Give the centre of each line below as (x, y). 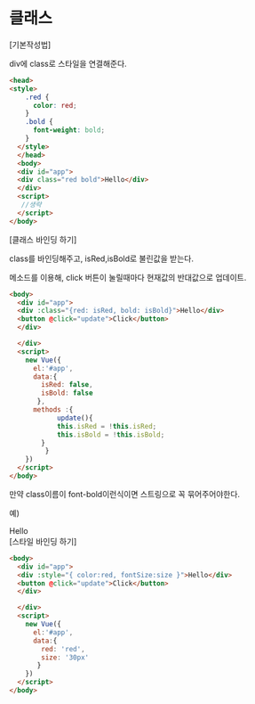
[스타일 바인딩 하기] (43, 541)
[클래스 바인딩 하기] (43, 239)
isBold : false (67, 393)
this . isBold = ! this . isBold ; (111, 434)
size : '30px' (65, 657)
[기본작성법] (30, 45)
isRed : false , (67, 385)
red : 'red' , (64, 649)
